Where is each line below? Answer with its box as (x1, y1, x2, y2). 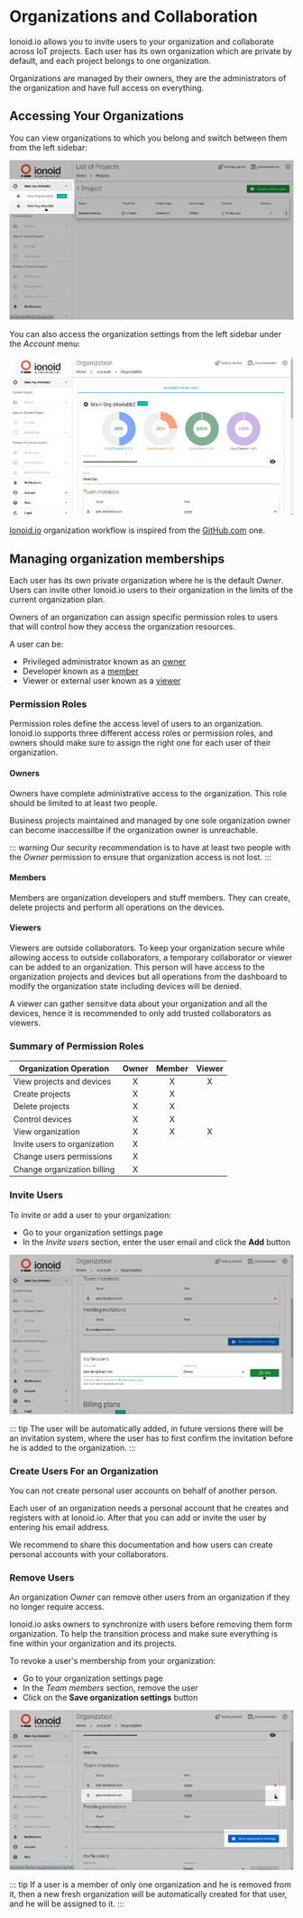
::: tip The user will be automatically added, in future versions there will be (9, 1423, 284, 1434)
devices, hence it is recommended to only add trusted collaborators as (9, 1007, 272, 1018)
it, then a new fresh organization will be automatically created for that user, (9, 1888, 288, 1899)
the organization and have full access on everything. (9, 82, 205, 93)
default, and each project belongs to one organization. (9, 55, 212, 66)
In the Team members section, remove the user (22, 1683, 198, 1693)
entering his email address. (9, 1522, 110, 1533)
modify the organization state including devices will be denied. (9, 980, 242, 991)
